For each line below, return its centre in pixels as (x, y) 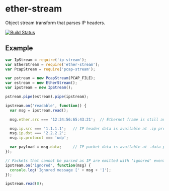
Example (19, 48)
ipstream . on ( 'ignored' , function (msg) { (48, 165)
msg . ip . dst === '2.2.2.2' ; (38, 133)
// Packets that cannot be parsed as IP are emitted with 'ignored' (78, 161)
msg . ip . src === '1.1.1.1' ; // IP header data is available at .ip (83, 129)
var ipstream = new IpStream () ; (39, 88)
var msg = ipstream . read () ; (39, 110)
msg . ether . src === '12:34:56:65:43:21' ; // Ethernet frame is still (84, 119)
